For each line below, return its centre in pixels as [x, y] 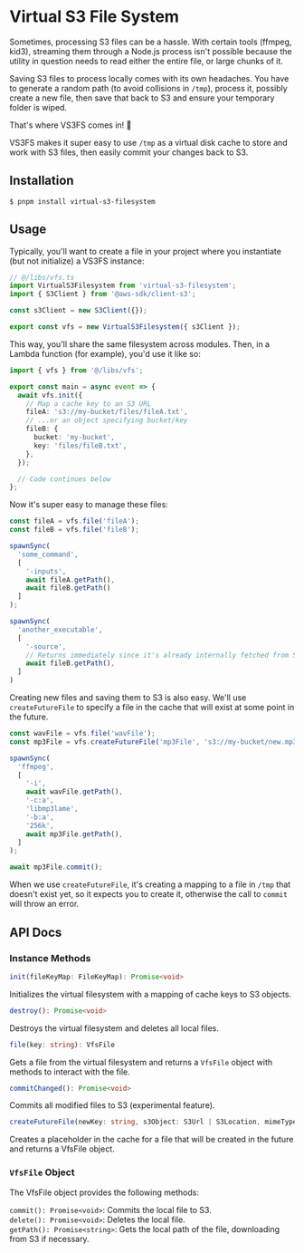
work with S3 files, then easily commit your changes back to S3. [129, 152]
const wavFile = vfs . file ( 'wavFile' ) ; [82, 734]
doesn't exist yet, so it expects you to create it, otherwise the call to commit [148, 894]
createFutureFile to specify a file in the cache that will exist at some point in [152, 708]
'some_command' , [48, 554]
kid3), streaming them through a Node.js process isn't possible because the [151, 51]
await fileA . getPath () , [71, 580]
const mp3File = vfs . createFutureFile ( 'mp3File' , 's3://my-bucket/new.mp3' [155, 742]
